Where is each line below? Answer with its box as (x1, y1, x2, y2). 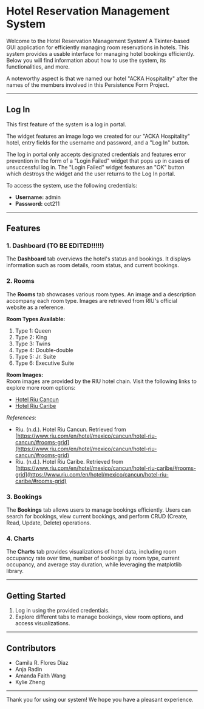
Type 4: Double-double (15, 346, 74, 353)
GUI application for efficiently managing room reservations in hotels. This (6, 44, 189, 51)
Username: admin (15, 193, 61, 201)
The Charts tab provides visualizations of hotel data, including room (6, 548, 177, 555)
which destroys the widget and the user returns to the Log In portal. (6, 170, 175, 177)
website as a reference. (6, 304, 66, 311)
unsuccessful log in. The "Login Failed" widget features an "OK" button (6, 163, 185, 171)
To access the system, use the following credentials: (6, 181, 138, 189)
